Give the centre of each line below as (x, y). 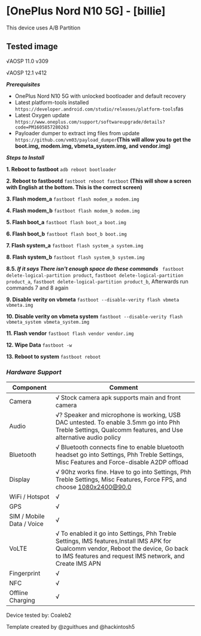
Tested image (32, 47)
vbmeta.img (20, 305)
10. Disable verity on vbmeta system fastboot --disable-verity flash (95, 316)
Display (20, 480)
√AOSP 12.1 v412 (27, 73)
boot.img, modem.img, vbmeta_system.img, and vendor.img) (93, 146)
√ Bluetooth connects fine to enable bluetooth (120, 447)
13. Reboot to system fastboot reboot (54, 356)
